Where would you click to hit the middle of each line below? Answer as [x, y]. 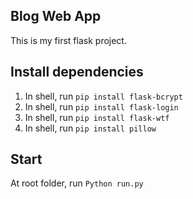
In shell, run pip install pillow [90, 128]
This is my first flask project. [68, 40]
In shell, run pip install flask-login [101, 106]
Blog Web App [56, 16]
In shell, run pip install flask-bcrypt [103, 96]
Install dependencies [77, 72]
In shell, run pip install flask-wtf [97, 117]
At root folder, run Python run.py [77, 183]
